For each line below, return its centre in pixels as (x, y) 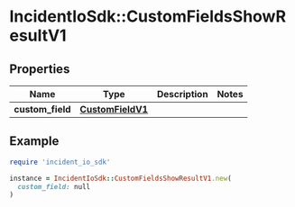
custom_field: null (54, 186)
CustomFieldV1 (114, 109)
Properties (40, 69)
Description (183, 94)
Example (34, 141)
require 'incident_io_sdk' (60, 162)
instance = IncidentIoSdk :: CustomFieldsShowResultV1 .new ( (120, 178)
